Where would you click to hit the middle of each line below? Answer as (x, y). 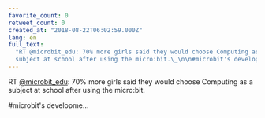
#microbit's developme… (49, 105)
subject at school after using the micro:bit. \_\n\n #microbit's (123, 60)
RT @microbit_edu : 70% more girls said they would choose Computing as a (131, 81)
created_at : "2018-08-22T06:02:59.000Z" (76, 30)
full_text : (26, 45)
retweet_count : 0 (37, 23)
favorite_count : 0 (38, 15)
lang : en (22, 37)
